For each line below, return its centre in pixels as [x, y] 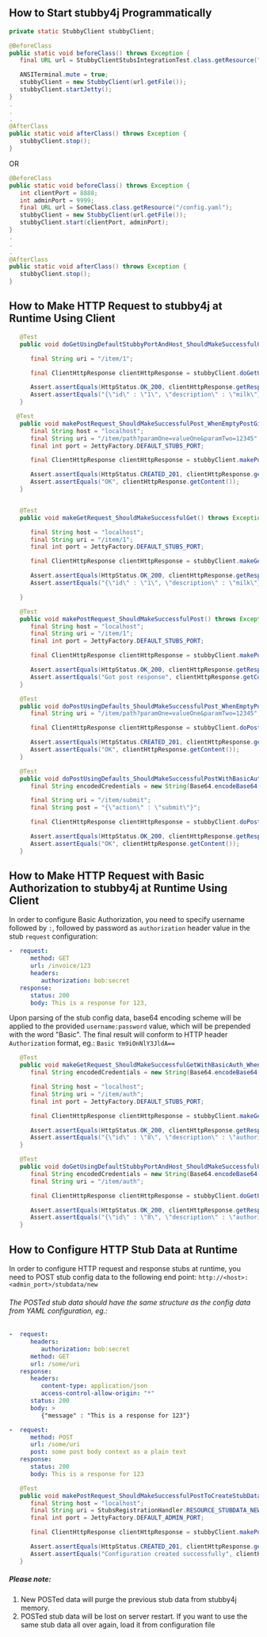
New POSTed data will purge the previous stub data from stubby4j [128, 1599]
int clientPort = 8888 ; [59, 193]
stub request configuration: [53, 936]
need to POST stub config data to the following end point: [103, 1277]
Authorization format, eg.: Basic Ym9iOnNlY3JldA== [92, 1043]
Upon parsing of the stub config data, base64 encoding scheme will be [125, 1018]
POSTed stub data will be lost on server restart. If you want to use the [134, 1616]
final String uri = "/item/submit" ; [90, 801]
